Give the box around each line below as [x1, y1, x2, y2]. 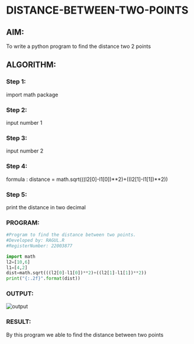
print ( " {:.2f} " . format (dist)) [6, 275, 81, 281]
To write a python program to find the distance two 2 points [6, 43, 151, 50]
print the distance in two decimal [6, 203, 86, 210]
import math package [6, 91, 59, 98]
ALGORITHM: [6, 60, 56, 70]
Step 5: [6, 190, 28, 199]
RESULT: [6, 317, 31, 326]
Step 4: [6, 162, 28, 170]
